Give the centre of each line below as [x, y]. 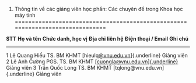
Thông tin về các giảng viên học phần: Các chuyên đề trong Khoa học [99, 9]
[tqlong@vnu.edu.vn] [139, 68]
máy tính [25, 15]
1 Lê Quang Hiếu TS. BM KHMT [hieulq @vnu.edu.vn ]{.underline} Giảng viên [97, 55]
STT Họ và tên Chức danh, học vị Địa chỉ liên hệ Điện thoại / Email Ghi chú [97, 39]
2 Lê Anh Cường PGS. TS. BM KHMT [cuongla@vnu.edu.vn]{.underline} [92, 62]
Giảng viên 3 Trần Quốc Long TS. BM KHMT [59, 68]
